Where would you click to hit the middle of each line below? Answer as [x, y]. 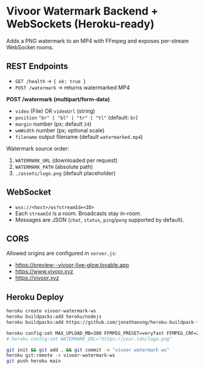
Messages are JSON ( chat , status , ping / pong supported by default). [100, 220]
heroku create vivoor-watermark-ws [51, 311]
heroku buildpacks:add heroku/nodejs [54, 317]
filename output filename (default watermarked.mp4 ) [79, 136]
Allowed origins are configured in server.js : [62, 254]
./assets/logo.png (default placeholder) [65, 173]
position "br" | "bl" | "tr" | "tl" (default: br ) [76, 117]
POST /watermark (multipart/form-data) [58, 99]
